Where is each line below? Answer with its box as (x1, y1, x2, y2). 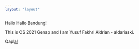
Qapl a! (5, 39, 18, 44)
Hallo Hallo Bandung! (5, 20, 47, 26)
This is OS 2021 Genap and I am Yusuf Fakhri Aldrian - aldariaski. (5, 29, 134, 35)
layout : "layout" (5, 7, 40, 12)
